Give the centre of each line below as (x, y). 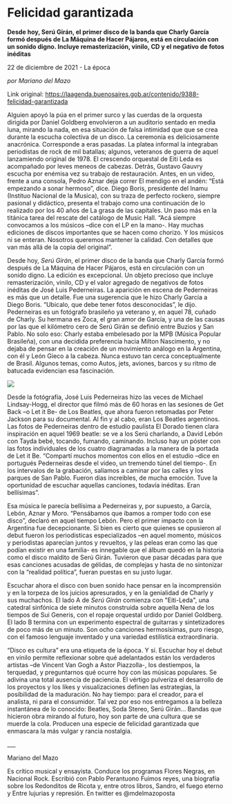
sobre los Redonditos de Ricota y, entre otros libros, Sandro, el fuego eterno (115, 785)
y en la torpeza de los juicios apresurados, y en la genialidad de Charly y (110, 592)
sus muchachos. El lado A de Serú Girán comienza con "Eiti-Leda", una (108, 600)
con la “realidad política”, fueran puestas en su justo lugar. (90, 572)
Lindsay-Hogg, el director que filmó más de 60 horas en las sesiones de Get (116, 404)
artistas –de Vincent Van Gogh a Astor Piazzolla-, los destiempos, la (104, 664)
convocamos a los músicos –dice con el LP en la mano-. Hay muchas (106, 225)
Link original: (25, 94)
